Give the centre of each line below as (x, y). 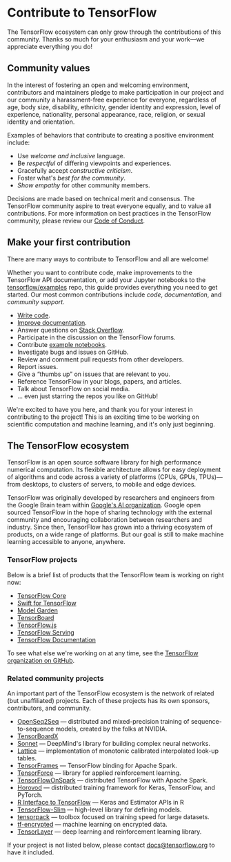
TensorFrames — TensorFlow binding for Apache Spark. (97, 765)
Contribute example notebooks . (62, 344)
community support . (36, 301)
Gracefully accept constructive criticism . (75, 170)
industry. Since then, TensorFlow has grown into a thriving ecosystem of (110, 527)
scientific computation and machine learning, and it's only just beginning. (111, 424)
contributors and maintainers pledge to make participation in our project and (115, 92)
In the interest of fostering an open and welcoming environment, (98, 85)
